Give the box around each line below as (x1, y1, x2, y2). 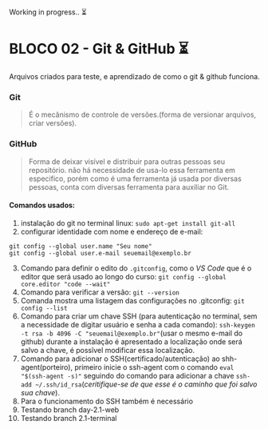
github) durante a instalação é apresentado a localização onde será (20, 336, 242, 347)
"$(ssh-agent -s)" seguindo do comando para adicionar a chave (20, 371, 235, 380)
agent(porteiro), (20, 362, 73, 371)
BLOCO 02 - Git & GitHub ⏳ (9, 40, 189, 58)
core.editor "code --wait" (20, 280, 111, 288)
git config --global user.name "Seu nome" (9, 242, 152, 251)
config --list (20, 304, 68, 312)
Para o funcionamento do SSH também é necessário (20, 396, 194, 406)
